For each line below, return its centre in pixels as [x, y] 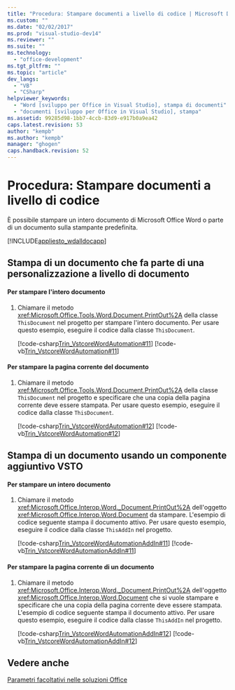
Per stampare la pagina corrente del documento [78, 367]
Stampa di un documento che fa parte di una [106, 263]
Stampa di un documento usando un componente [117, 456]
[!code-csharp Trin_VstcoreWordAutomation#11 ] [85, 343]
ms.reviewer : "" [31, 40]
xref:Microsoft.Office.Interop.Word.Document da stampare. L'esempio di [121, 515]
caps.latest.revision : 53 [45, 125]
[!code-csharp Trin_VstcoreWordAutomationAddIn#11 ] [94, 543]
